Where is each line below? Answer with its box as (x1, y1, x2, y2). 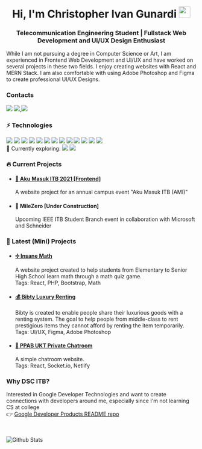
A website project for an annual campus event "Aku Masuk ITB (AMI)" (14, 188, 188, 196)
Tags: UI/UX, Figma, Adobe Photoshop (14, 328, 112, 335)
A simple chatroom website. (14, 355, 84, 362)
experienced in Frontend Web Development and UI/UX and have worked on (6, 56, 194, 64)
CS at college (6, 404, 40, 411)
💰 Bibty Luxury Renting (14, 293, 76, 301)
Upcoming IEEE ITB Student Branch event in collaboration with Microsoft (14, 215, 195, 223)
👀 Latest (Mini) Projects (6, 237, 77, 246)
